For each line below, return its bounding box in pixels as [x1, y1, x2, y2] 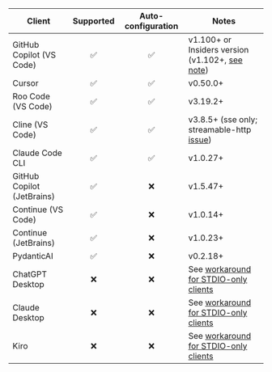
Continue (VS [12, 204, 63, 215]
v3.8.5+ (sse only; [188, 114, 257, 125]
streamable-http [188, 125, 252, 135]
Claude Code [12, 147, 62, 159]
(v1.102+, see [188, 54, 243, 66]
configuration [124, 20, 179, 32]
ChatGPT [12, 268, 47, 280]
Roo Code [12, 91, 50, 102]
